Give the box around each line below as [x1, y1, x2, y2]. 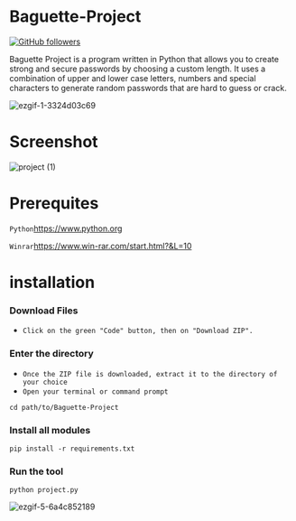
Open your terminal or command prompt [22, 386, 169, 396]
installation [9, 273, 96, 293]
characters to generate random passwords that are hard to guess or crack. [9, 82, 287, 93]
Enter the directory [9, 348, 95, 360]
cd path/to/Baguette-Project [9, 403, 119, 412]
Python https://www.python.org [9, 223, 123, 234]
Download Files [9, 304, 79, 317]
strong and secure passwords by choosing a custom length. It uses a [9, 63, 266, 74]
